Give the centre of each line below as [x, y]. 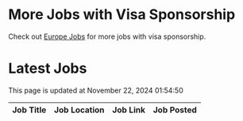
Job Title [29, 110]
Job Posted [175, 110]
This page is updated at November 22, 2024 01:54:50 [96, 90]
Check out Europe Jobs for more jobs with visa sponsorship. [107, 36]
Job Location [79, 110]
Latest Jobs [48, 68]
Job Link [129, 110]
